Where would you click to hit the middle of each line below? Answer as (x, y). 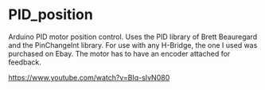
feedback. (25, 62)
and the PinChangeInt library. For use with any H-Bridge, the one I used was (133, 45)
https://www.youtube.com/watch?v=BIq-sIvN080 (89, 77)
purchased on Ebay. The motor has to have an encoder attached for (119, 53)
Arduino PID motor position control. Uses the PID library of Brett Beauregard (132, 37)
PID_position (51, 15)
